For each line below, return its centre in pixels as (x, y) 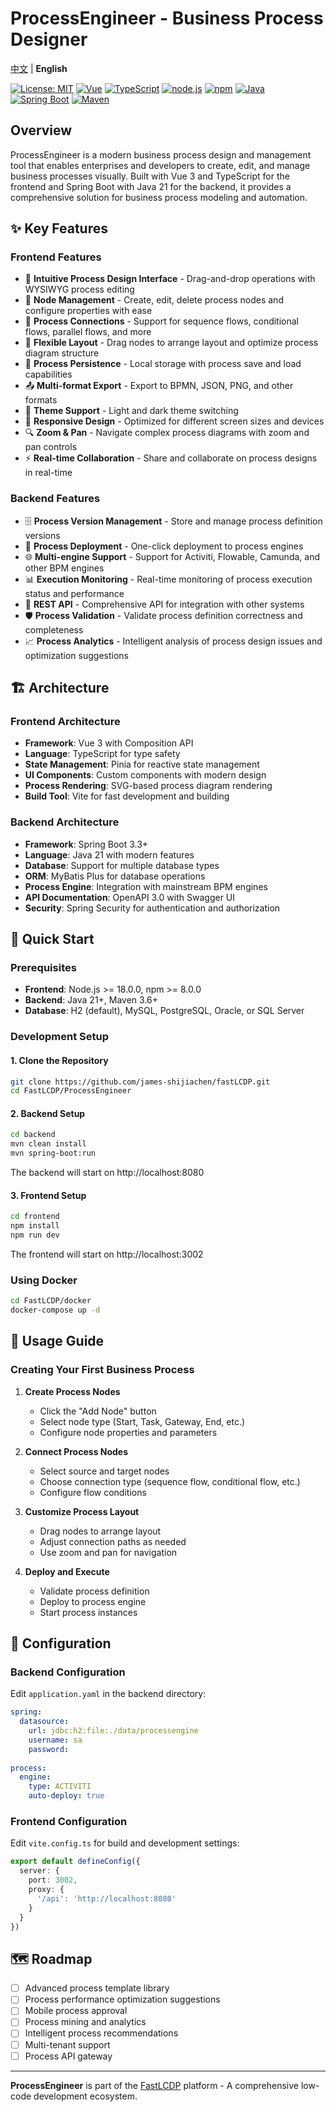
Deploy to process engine (93, 1601)
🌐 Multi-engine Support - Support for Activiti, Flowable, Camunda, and (172, 556)
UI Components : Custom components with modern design (145, 775)
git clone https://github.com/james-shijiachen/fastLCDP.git (140, 1082)
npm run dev (35, 1235)
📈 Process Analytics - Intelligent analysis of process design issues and (173, 641)
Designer (49, 39)
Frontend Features (56, 257)
